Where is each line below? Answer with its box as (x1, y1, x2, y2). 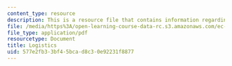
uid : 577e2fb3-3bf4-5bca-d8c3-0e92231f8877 (7, 49, 135, 56)
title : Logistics (7, 42, 57, 49)
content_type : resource (7, 10, 76, 17)
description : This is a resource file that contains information (7, 16, 199, 23)
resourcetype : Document (7, 36, 76, 43)
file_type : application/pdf (7, 29, 88, 36)
